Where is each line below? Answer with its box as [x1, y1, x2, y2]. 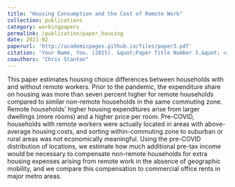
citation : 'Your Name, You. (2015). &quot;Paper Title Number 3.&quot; [7, 50, 220, 57]
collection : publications [7, 17, 83, 24]
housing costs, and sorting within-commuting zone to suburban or [32, 127, 224, 135]
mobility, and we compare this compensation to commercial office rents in [7, 164, 220, 172]
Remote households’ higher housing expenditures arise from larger [7, 104, 200, 113]
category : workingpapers [7, 23, 80, 30]
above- [204, 120, 226, 128]
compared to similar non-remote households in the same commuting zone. [7, 97, 222, 106]
